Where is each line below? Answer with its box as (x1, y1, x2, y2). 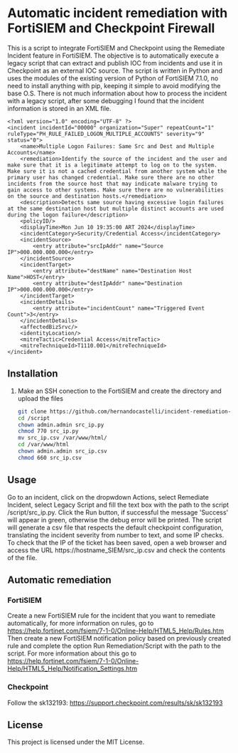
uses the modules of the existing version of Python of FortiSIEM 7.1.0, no (7, 73, 219, 83)
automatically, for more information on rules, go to (7, 619, 154, 628)
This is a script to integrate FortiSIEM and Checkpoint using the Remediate (7, 43, 225, 52)
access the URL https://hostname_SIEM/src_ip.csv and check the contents (7, 546, 226, 554)
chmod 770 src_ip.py (17, 428, 79, 435)
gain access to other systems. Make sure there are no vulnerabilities (7, 186, 224, 194)
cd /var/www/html (17, 441, 70, 448)
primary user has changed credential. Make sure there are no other (7, 174, 215, 181)
